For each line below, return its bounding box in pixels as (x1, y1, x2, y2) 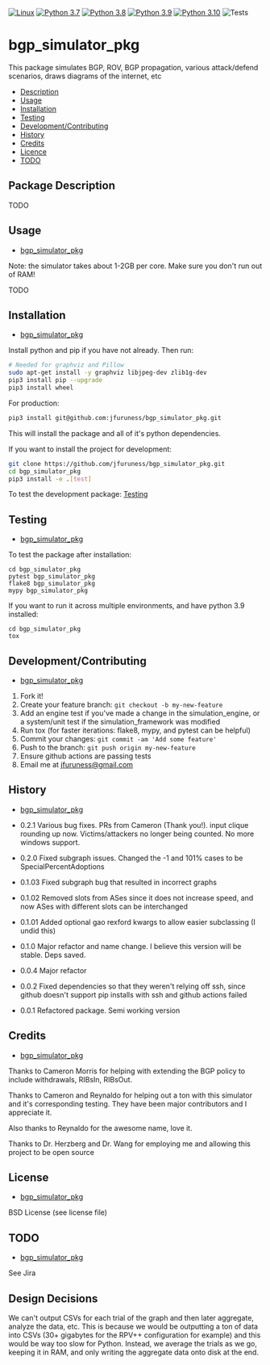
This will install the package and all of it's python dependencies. (8, 428, 222, 438)
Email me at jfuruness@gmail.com (19, 760, 134, 769)
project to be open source (8, 1147, 95, 1157)
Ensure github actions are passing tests (19, 751, 152, 761)
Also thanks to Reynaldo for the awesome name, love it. (8, 1123, 193, 1132)
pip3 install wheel (8, 384, 74, 392)
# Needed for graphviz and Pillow (8, 361, 125, 369)
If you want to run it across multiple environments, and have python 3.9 (8, 601, 245, 611)
